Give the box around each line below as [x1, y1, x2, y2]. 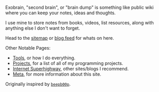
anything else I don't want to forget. [5, 25, 81, 31]
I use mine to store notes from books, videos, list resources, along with [5, 20, 154, 26]
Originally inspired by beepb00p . [5, 81, 71, 87]
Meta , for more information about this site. [12, 71, 101, 77]
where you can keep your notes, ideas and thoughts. [5, 10, 116, 16]
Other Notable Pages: [5, 45, 51, 51]
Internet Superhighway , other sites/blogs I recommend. [12, 66, 129, 72]
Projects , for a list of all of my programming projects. [12, 60, 123, 66]
